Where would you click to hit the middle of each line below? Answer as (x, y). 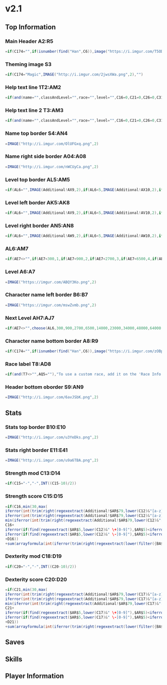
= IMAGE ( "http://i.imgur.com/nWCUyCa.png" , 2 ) (52, 167)
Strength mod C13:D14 (33, 473)
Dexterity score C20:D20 (36, 579)
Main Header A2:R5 (29, 41)
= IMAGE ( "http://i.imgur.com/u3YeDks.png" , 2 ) (52, 438)
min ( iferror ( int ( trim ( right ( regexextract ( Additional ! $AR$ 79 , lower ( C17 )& (82, 603)
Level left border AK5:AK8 (38, 202)
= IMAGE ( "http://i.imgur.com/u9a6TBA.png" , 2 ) (52, 461)
